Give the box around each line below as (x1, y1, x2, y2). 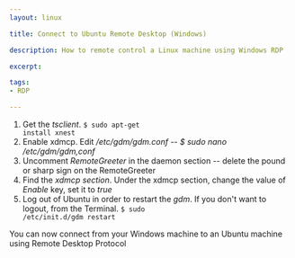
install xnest (22, 129, 76, 138)
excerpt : (9, 62, 42, 71)
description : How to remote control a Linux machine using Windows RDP (9, 46, 283, 55)
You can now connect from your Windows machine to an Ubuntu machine (9, 228, 283, 239)
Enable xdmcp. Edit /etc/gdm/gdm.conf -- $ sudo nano (22, 137, 228, 147)
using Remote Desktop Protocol (9, 238, 127, 248)
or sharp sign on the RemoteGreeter (22, 165, 156, 175)
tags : (9, 78, 30, 87)
